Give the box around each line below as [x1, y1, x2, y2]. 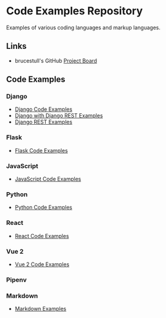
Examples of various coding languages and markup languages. [6, 24, 161, 31]
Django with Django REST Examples [14, 112, 103, 119]
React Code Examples [14, 232, 70, 239]
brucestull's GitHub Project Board [14, 57, 97, 64]
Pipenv [6, 276, 27, 284]
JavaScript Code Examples [14, 175, 82, 183]
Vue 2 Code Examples [14, 261, 70, 268]
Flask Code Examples [14, 147, 68, 154]
